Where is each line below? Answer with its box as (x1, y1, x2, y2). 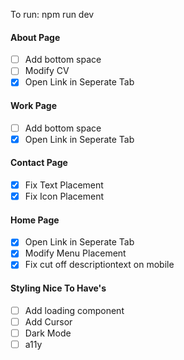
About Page (10, 31, 61, 43)
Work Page (10, 99, 57, 111)
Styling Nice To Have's (10, 282, 107, 294)
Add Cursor (24, 315, 73, 328)
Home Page (10, 214, 60, 226)
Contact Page (10, 157, 68, 169)
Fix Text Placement (24, 179, 104, 191)
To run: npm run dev (10, 9, 95, 20)
